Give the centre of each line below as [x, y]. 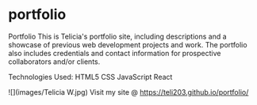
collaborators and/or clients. [54, 62]
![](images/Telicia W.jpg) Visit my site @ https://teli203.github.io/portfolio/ [128, 92]
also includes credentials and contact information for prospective [115, 53]
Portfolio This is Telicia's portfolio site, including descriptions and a [118, 36]
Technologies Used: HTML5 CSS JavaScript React [90, 77]
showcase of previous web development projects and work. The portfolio [128, 44]
